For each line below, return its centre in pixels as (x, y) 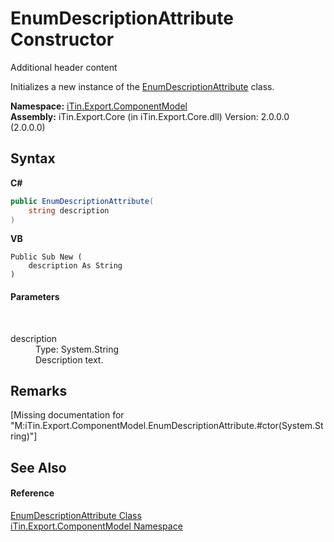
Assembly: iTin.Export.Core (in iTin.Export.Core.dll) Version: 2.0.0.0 (150, 116)
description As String (75, 266)
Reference (32, 493)
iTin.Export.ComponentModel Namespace (96, 526)
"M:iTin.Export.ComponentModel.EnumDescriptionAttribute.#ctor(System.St (167, 426)
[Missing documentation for (67, 415)
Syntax (33, 158)
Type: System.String (77, 349)
